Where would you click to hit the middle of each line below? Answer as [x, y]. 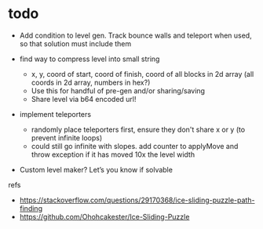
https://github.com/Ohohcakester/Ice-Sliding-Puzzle [104, 216]
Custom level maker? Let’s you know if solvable [96, 169]
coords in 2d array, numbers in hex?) [91, 82]
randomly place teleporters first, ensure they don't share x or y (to [138, 129]
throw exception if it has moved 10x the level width [113, 154]
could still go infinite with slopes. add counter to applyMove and [135, 146]
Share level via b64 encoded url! [84, 99]
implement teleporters [55, 114]
